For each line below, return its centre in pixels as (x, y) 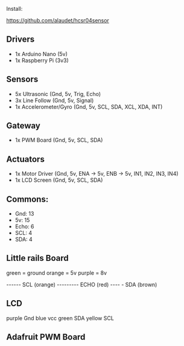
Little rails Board (37, 258)
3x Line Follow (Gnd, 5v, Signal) (54, 100)
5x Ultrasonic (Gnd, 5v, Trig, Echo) (58, 94)
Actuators (26, 159)
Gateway (23, 126)
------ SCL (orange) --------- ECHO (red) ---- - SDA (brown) (82, 284)
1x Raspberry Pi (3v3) (42, 60)
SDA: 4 (24, 239)
